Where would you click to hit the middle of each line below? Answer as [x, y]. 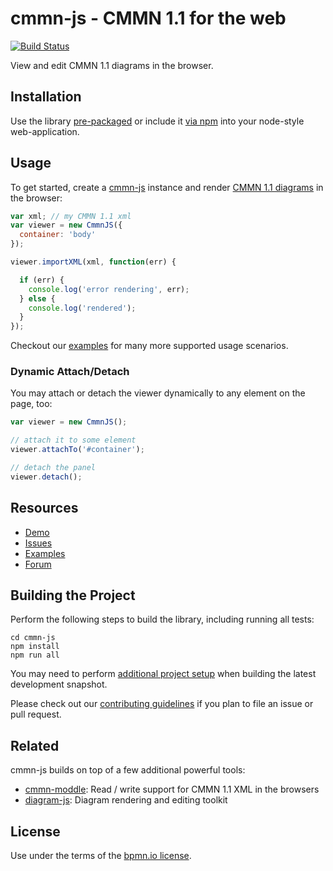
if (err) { [42, 280]
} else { [37, 298]
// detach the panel [53, 468]
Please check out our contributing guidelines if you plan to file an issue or [162, 704]
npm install [35, 647]
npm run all [35, 655]
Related [35, 745]
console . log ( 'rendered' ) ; [82, 308]
